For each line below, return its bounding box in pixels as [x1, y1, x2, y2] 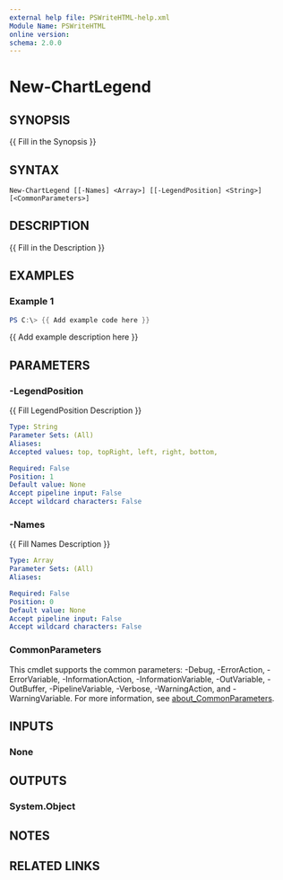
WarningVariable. [9, 692, 73, 703]
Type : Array [9, 556, 54, 566]
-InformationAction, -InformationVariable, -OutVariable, [62, 673, 266, 684]
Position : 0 [9, 597, 54, 606]
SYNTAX [9, 163, 60, 178]
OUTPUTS [9, 773, 67, 788]
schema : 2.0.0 [9, 38, 63, 48]
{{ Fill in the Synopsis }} [9, 136, 97, 147]
